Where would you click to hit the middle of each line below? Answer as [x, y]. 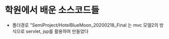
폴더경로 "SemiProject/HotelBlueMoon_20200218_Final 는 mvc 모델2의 [85, 25]
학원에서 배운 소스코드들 [52, 10]
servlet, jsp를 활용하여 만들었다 [57, 31]
